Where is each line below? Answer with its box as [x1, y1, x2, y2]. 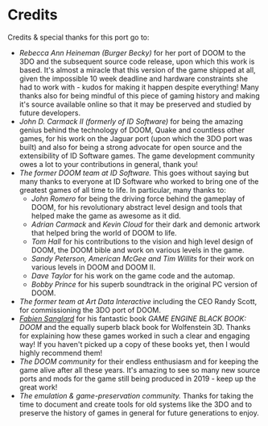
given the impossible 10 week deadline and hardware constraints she [19, 73, 249, 83]
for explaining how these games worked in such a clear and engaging [19, 331, 250, 340]
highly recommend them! [19, 348, 102, 357]
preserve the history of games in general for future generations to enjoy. [19, 407, 259, 417]
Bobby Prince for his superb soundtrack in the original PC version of [31, 279, 258, 289]
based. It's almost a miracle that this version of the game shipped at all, [19, 65, 256, 74]
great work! [19, 382, 58, 392]
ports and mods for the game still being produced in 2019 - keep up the [19, 374, 257, 383]
